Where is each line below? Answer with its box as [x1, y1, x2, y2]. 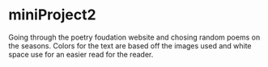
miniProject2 [8, 6, 96, 24]
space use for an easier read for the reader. [8, 49, 154, 59]
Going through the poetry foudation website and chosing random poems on [8, 32, 261, 42]
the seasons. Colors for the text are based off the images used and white [8, 40, 253, 50]
